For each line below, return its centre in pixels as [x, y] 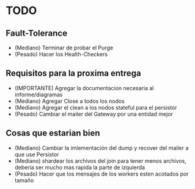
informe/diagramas [39, 94]
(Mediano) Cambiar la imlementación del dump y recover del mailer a [101, 148]
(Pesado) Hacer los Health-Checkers [61, 54]
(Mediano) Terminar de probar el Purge [64, 48]
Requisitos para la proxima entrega [73, 73]
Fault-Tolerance [37, 33]
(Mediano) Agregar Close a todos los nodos [69, 101]
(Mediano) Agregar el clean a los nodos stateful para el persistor [96, 107]
